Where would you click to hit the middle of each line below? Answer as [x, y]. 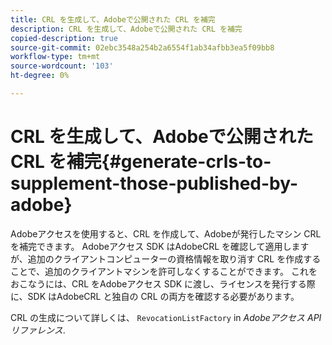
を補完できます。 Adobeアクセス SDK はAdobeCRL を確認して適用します [160, 246]
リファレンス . [38, 330]
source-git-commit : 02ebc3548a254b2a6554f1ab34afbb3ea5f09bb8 [142, 47]
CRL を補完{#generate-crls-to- [141, 162]
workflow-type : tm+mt [55, 57]
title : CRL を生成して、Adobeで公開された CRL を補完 [113, 19]
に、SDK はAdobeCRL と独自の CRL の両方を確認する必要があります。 [155, 296]
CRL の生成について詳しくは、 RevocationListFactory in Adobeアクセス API [166, 317]
